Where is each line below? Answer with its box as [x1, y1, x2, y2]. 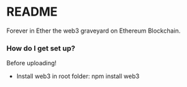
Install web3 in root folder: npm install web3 [16, 72, 140, 80]
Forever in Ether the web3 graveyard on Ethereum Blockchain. [6, 27, 181, 35]
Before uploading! [6, 59, 57, 67]
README [6, 4, 58, 20]
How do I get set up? [6, 43, 76, 53]
